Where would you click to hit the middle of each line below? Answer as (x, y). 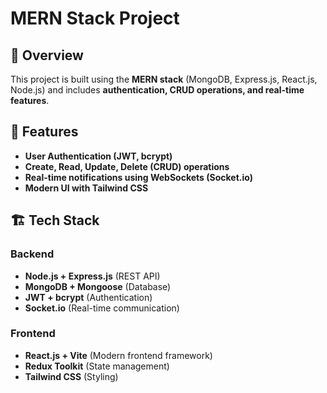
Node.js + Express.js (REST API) (92, 276)
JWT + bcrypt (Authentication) (88, 297)
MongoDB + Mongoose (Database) (98, 286)
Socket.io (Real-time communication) (102, 308)
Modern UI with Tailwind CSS (86, 188)
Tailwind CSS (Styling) (71, 376)
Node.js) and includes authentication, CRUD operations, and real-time (157, 90)
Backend (32, 254)
